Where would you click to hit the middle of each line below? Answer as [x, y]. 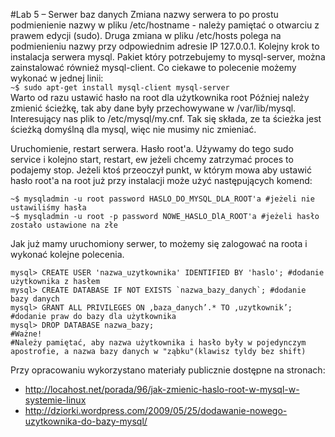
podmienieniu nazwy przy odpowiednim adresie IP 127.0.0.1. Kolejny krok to [165, 46]
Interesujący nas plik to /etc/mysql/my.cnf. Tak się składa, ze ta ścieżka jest [166, 118]
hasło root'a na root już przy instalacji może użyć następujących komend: [161, 180]
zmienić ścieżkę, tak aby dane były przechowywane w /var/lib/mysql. [153, 108]
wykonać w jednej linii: [57, 78]
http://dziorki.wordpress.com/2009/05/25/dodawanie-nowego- [156, 410]
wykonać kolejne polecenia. [67, 254]
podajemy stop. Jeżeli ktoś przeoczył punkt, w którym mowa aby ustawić [161, 170]
